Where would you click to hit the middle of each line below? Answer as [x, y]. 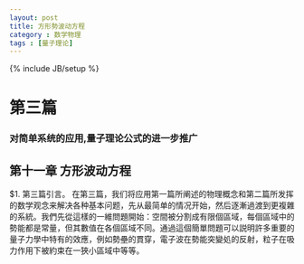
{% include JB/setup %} [54, 69]
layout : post [34, 18]
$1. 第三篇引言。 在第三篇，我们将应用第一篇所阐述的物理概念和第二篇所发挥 [152, 194]
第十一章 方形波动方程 [70, 170]
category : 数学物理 [45, 34]
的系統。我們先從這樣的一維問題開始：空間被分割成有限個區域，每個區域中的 [152, 217]
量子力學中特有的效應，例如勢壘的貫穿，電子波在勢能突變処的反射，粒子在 [148, 240]
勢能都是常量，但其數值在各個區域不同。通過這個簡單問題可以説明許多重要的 [152, 228]
